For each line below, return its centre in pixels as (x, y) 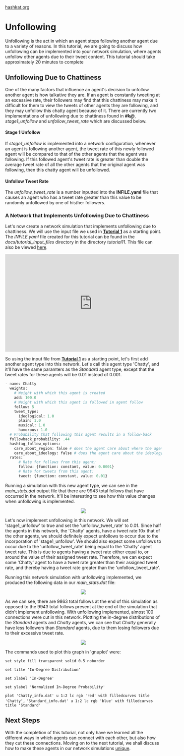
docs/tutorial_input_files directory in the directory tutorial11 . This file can (79, 242)
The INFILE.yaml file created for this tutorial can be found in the (70, 237)
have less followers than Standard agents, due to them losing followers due (82, 628)
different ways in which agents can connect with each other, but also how (81, 738)
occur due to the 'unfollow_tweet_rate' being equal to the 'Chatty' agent (79, 546)
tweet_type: (26, 411)
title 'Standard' (23, 705)
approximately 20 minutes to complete (44, 62)
